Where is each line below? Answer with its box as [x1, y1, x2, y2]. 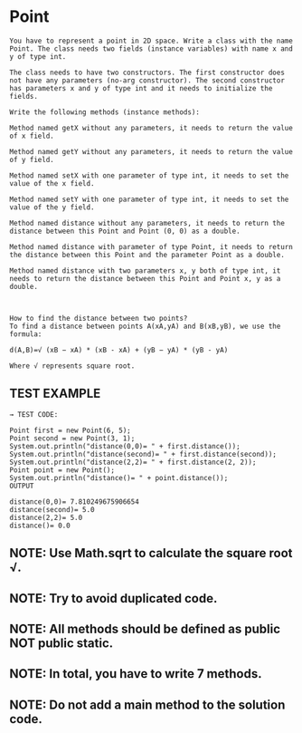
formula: [9, 329, 42, 339]
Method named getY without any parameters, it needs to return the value [9, 147, 294, 156]
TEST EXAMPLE [9, 386, 101, 401]
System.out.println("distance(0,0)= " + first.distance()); [9, 441, 241, 450]
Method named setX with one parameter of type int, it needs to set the [9, 170, 289, 180]
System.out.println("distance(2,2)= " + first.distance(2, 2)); [9, 458, 257, 467]
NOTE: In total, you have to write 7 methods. [9, 666, 262, 681]
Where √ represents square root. [9, 361, 136, 371]
